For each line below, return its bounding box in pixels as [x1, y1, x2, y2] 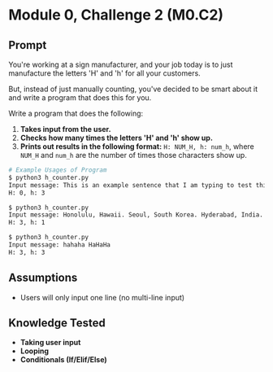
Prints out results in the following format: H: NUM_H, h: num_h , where [19, 142, 254, 151]
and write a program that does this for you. [8, 93, 152, 103]
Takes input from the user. [19, 125, 111, 133]
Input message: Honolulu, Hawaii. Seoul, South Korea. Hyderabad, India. [8, 211, 264, 219]
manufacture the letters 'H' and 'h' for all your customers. [8, 68, 201, 78]
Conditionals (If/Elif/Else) [19, 355, 107, 365]
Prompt [8, 38, 47, 52]
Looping [19, 346, 50, 356]
